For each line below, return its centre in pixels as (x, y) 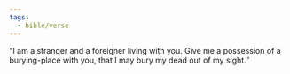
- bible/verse (43, 26)
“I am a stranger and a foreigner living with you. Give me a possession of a (145, 50)
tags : (19, 17)
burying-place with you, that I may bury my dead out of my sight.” (129, 60)
